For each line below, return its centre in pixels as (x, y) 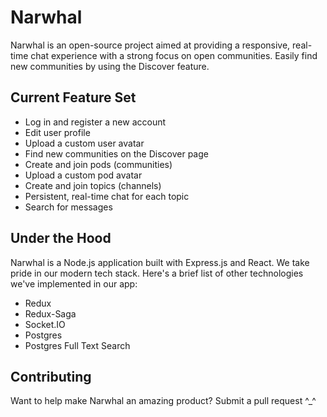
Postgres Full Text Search (77, 345)
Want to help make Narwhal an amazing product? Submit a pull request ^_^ (163, 401)
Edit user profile (57, 132)
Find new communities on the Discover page (116, 153)
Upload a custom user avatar (84, 143)
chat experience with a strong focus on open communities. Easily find (174, 55)
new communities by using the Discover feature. (110, 66)
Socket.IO (45, 324)
